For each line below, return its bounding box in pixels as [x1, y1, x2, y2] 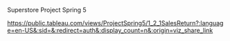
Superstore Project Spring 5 [7, 6, 87, 14]
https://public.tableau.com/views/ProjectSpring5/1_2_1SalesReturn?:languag [7, 19, 224, 27]
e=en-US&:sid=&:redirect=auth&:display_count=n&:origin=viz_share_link [7, 27, 213, 34]
